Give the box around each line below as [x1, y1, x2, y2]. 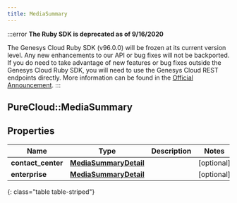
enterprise [11, 169, 47, 179]
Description [151, 146, 192, 156]
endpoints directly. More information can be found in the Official [7, 73, 194, 82]
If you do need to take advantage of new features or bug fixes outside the [7, 58, 221, 67]
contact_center [11, 158, 63, 168]
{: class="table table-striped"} [7, 187, 95, 196]
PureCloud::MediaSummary [7, 101, 133, 113]
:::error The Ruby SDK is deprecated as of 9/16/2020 [7, 30, 164, 38]
